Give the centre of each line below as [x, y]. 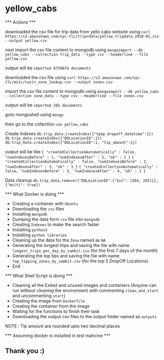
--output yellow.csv [26, 41]
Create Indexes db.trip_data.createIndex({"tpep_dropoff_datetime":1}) [79, 134]
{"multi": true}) [23, 185]
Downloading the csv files [38, 209]
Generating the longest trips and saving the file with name [71, 245]
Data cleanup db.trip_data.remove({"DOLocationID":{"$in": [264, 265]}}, [82, 180]
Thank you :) [25, 351]
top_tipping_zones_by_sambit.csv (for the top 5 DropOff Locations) [80, 261]
